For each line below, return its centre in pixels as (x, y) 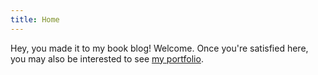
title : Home (35, 19)
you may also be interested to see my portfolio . (107, 58)
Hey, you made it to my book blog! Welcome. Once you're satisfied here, (159, 48)
